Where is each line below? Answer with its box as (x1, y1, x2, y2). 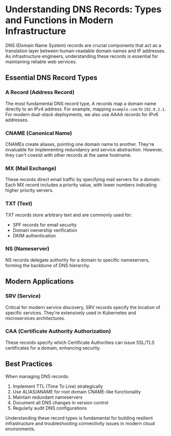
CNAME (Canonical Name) (5, 129, 72, 137)
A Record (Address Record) (5, 89, 75, 96)
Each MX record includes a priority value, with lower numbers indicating (5, 182, 157, 188)
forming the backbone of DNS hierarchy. (5, 262, 91, 268)
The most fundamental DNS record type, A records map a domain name (5, 100, 157, 106)
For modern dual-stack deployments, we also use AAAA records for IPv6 (5, 111, 159, 117)
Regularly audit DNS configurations (12, 405, 87, 411)
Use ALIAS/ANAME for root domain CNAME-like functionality (12, 388, 141, 395)
